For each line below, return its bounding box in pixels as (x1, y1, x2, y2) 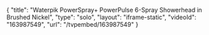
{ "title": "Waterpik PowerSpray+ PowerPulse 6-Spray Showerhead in (6, 6, 202, 14)
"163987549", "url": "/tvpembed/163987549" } (6, 21, 139, 28)
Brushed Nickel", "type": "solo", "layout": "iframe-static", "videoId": (6, 13, 197, 21)
